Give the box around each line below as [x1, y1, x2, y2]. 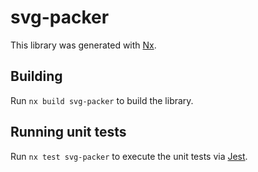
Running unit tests [10, 124, 127, 141]
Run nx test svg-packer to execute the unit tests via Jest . [10, 150, 248, 162]
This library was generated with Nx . [10, 39, 157, 51]
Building [10, 68, 63, 85]
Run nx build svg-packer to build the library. [10, 94, 194, 106]
